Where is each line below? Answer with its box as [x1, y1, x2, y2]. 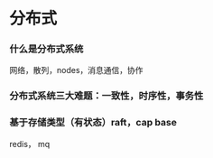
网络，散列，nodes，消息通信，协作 [9, 65, 144, 76]
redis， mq [9, 138, 51, 149]
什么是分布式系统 [9, 42, 84, 55]
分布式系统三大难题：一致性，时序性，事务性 [9, 89, 204, 102]
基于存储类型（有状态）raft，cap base [9, 116, 178, 129]
